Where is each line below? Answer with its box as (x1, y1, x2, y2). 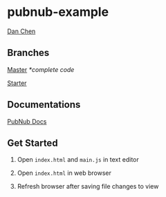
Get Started (7, 137, 58, 149)
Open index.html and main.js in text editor (17, 156, 140, 164)
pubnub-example (7, 4, 109, 20)
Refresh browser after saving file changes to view (17, 182, 159, 191)
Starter (7, 79, 27, 87)
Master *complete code (7, 65, 75, 73)
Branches (7, 47, 50, 59)
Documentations (7, 99, 81, 111)
